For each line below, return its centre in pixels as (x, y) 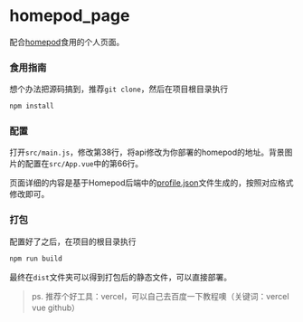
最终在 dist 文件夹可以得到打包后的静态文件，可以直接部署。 (121, 277)
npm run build (36, 259)
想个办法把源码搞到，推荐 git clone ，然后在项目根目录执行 (119, 89)
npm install (32, 106)
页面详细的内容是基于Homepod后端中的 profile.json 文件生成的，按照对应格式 (151, 183)
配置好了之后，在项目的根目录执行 (73, 241)
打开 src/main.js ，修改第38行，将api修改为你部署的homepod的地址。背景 (147, 152)
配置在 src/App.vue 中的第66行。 (84, 164)
